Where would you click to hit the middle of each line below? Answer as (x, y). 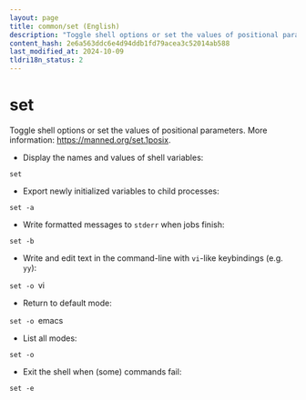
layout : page (34, 18)
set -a (22, 207)
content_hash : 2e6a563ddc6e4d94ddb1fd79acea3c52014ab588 (120, 43)
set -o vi (27, 285)
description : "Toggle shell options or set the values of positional (144, 35)
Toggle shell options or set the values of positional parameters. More (138, 130)
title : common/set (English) (65, 26)
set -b (22, 241)
